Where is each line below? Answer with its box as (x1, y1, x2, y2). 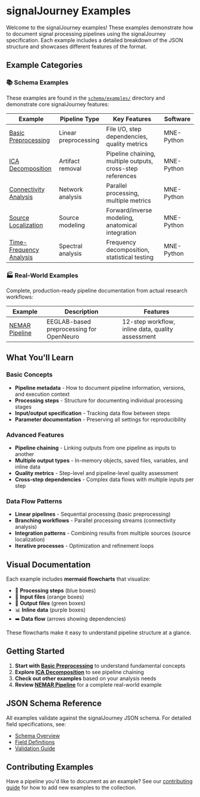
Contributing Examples (6, 762, 93, 773)
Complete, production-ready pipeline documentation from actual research (6, 287, 187, 294)
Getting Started (6, 646, 65, 656)
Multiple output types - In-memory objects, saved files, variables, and (14, 457, 189, 464)
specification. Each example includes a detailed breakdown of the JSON (6, 36, 183, 44)
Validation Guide (14, 745, 55, 752)
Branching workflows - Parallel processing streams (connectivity (14, 517, 176, 524)
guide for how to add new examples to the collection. (6, 784, 137, 791)
